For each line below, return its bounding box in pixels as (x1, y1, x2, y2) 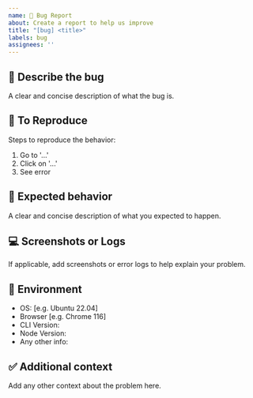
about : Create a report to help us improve (8, 19, 154, 27)
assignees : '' (8, 41, 55, 49)
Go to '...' (19, 150, 49, 160)
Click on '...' (19, 159, 58, 168)
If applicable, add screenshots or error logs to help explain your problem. (8, 260, 247, 269)
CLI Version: (19, 321, 60, 330)
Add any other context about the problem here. (8, 381, 162, 390)
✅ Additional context (8, 360, 113, 374)
